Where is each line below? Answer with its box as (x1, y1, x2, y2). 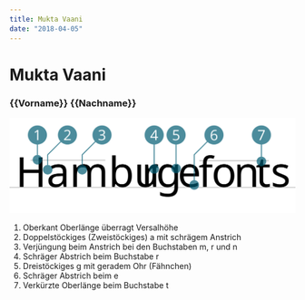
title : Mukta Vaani (9, 15, 84, 24)
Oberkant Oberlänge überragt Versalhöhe (22, 222, 179, 233)
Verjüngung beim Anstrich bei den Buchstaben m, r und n (22, 241, 238, 252)
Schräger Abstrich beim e (22, 270, 119, 281)
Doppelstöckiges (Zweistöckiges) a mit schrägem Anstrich (22, 231, 242, 242)
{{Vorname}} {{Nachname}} (9, 96, 137, 109)
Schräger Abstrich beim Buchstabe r (22, 250, 160, 262)
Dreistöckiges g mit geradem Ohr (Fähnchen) (22, 260, 192, 271)
